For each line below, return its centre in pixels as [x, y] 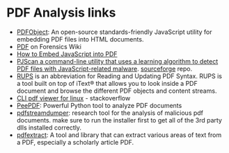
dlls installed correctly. [49, 127]
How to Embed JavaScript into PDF [67, 54]
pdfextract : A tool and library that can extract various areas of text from [119, 135]
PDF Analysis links [61, 13]
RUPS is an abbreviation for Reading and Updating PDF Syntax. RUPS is [119, 76]
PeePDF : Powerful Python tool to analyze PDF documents [99, 105]
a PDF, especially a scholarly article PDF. [75, 142]
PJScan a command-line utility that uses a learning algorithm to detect [117, 61]
